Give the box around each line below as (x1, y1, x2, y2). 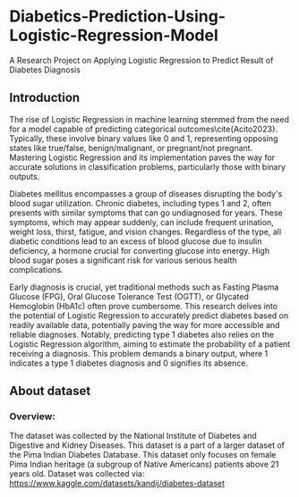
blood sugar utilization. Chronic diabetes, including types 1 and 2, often (9, 198, 271, 208)
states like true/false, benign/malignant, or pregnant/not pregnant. (9, 142, 253, 153)
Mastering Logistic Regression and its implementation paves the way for (9, 152, 276, 163)
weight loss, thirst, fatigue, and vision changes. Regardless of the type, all (9, 226, 282, 237)
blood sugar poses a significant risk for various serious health (9, 255, 237, 265)
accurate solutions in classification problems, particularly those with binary (9, 161, 286, 172)
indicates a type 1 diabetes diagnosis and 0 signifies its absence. (9, 358, 249, 368)
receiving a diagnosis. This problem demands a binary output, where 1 (9, 348, 269, 358)
